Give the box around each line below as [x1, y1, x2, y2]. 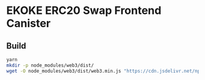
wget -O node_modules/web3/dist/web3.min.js [6, 68, 121, 74]
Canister [6, 16, 51, 30]
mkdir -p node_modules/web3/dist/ [6, 62, 95, 68]
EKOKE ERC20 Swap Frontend [6, 4, 162, 18]
